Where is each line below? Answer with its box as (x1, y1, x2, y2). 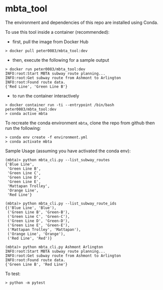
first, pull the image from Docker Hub (12, 38, 88, 45)
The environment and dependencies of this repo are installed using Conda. (5, 19, 159, 25)
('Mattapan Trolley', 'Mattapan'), (7, 227, 81, 232)
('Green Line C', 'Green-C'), (7, 214, 70, 219)
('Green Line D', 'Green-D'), (7, 218, 70, 223)
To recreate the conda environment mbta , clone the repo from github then (5, 120, 155, 126)
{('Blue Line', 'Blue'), (5, 205, 57, 210)
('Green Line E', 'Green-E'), (7, 222, 70, 228)
